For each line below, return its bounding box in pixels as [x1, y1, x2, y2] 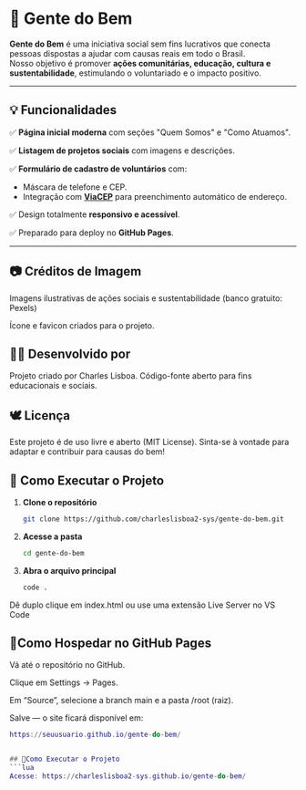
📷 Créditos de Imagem [9, 264, 142, 279]
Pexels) [9, 302, 38, 313]
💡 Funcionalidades [9, 102, 117, 118]
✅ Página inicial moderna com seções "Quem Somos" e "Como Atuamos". [9, 127, 291, 138]
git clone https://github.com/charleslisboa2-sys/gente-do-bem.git [22, 515, 284, 524]
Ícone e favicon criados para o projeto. [9, 319, 155, 331]
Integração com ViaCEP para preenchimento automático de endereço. [22, 191, 288, 202]
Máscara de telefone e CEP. [22, 182, 127, 192]
